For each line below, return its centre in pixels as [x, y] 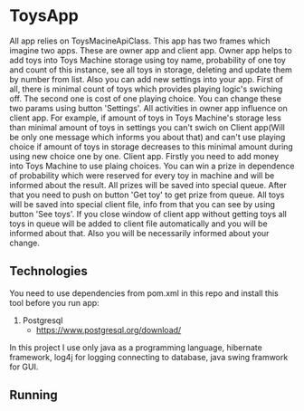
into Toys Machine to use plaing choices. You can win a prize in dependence [152, 166]
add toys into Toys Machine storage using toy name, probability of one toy [148, 60]
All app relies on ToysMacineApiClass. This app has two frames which [140, 41]
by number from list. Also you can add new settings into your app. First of [146, 79]
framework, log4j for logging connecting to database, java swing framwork [149, 357]
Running [34, 395]
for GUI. [24, 367]
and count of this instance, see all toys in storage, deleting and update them [151, 70]
